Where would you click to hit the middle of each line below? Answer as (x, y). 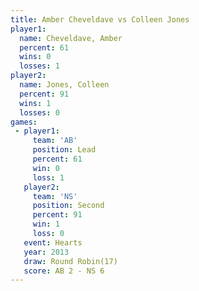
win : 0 (46, 168)
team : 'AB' (55, 141)
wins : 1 (35, 103)
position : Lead (64, 150)
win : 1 (46, 224)
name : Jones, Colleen (64, 85)
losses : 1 (39, 66)
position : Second (68, 206)
